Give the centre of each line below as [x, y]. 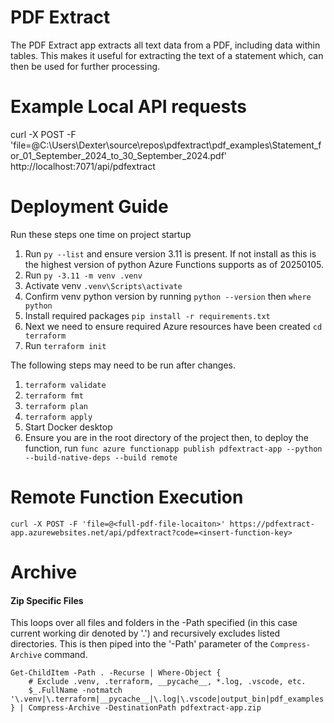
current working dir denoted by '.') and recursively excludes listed [145, 633]
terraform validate [65, 385]
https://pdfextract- [272, 524]
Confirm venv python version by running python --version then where [168, 296]
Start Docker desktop [68, 427]
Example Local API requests [128, 107]
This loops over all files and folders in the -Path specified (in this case [154, 623]
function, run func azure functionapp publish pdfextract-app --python [173, 448]
